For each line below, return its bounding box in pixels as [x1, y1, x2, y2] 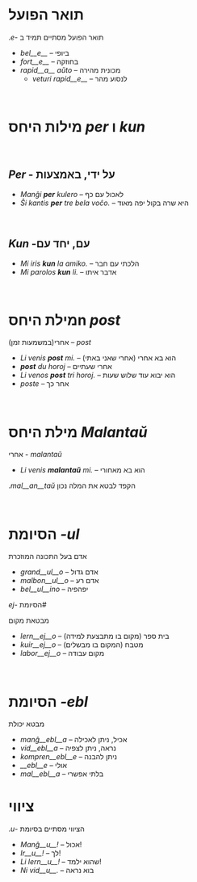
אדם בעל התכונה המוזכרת [8, 552, 87, 561]
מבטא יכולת [8, 719, 45, 729]
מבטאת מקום [8, 615, 50, 625]
